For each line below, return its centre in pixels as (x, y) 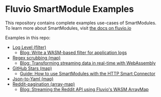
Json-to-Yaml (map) (33, 79)
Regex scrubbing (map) (36, 57)
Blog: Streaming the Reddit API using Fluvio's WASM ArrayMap (84, 89)
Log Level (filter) (29, 47)
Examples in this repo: (28, 38)
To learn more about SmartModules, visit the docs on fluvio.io (68, 28)
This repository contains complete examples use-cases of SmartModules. (81, 23)
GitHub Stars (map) (32, 68)
